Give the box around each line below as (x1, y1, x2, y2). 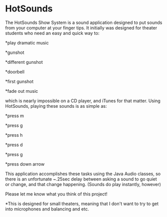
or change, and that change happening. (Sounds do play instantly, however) (5, 181, 161, 187)
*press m (5, 113, 24, 119)
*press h (5, 132, 23, 138)
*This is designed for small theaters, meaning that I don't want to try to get (5, 201, 159, 207)
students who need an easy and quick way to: (5, 30, 100, 36)
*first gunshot (5, 78, 34, 84)
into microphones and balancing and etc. (5, 206, 89, 212)
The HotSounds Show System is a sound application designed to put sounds (5, 19, 163, 25)
